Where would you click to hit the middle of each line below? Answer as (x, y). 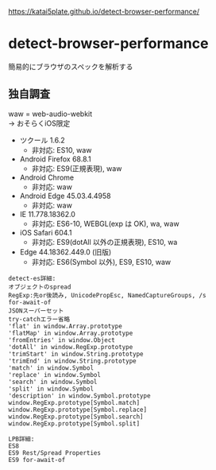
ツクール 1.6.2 (42, 140)
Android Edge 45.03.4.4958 (65, 196)
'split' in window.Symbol (51, 389)
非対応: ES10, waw (62, 150)
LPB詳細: (21, 439)
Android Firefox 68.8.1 (55, 159)
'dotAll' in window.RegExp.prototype (71, 347)
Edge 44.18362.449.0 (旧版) (66, 252)
